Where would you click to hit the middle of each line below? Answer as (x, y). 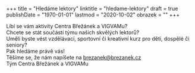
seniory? (17, 45)
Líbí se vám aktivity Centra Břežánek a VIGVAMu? (67, 26)
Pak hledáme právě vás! (36, 51)
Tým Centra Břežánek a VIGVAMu (47, 64)
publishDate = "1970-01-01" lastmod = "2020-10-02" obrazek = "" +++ (93, 15)
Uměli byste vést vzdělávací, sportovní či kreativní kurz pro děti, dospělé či (98, 39)
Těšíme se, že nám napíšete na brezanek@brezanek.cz (74, 57)
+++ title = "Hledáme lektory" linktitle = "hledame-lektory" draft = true (92, 9)
